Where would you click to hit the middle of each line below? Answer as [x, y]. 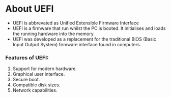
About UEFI [30, 9]
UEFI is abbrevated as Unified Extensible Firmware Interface [76, 23]
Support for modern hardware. [45, 69]
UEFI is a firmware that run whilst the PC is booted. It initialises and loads [89, 28]
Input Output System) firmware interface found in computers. [77, 44]
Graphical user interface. [39, 74]
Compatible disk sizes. [36, 85]
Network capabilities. [35, 90]
